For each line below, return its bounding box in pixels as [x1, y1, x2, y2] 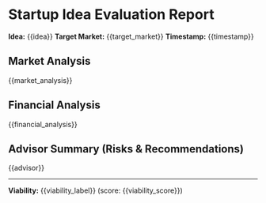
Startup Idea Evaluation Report [8, 6, 215, 24]
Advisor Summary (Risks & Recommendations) [8, 142, 244, 156]
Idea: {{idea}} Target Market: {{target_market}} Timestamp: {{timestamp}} [8, 32, 255, 41]
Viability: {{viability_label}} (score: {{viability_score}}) [8, 186, 184, 195]
